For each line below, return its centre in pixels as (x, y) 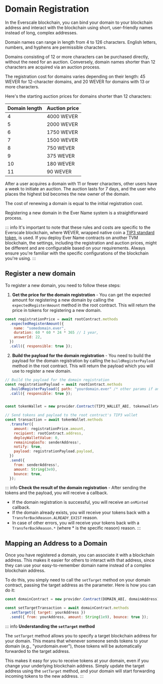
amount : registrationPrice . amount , (50, 428)
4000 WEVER (62, 116)
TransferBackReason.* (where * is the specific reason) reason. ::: (76, 528)
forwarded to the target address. (38, 651)
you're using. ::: (21, 258)
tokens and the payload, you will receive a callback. (57, 493)
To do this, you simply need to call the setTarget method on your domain (78, 580)
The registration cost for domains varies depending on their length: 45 (75, 76)
